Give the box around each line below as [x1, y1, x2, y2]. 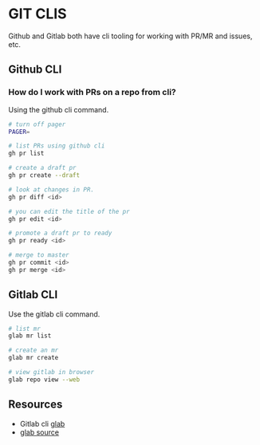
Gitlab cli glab [19, 419, 65, 428]
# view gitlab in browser [8, 368, 94, 376]
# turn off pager [8, 120, 66, 128]
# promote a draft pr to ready [8, 229, 112, 238]
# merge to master [8, 251, 69, 259]
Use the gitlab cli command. [8, 309, 100, 319]
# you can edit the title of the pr [8, 207, 130, 215]
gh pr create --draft [8, 171, 81, 179]
